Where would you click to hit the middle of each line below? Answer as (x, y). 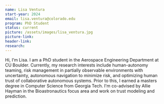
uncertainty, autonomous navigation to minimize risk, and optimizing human (81, 75)
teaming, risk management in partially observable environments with (74, 70)
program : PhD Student (27, 23)
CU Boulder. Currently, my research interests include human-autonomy (77, 65)
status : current (22, 28)
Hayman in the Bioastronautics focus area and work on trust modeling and (80, 91)
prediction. (16, 96)
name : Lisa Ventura (25, 10)
